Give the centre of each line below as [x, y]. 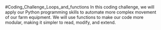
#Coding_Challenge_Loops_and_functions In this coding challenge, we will [80, 7]
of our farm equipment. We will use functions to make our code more [74, 17]
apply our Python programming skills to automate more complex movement [81, 12]
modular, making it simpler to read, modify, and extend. [60, 22]
